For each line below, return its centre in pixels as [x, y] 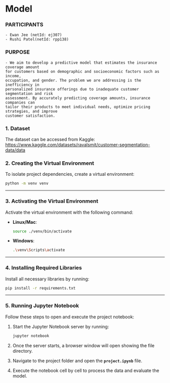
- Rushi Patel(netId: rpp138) [37, 39]
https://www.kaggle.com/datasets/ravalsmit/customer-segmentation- [78, 145]
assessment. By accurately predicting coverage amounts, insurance [78, 98]
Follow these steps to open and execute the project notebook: [70, 317]
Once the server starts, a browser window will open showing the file [83, 345]
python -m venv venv [27, 183]
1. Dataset [18, 128]
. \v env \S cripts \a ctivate [39, 250]
